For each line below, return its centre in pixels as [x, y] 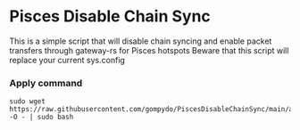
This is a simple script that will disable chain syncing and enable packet [141, 41]
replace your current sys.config [67, 60]
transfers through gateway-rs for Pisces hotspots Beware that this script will [149, 50]
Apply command [46, 83]
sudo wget [28, 102]
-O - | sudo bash [42, 118]
